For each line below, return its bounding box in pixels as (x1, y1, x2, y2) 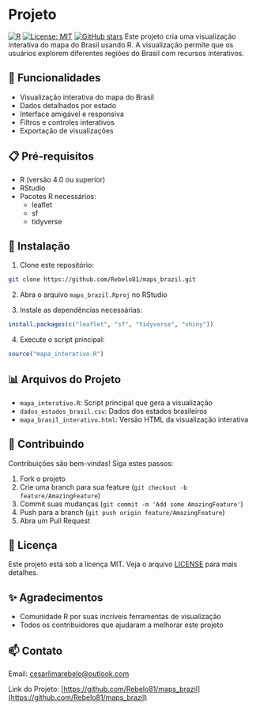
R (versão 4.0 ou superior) (19, 175, 106, 184)
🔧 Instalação (8, 239, 70, 253)
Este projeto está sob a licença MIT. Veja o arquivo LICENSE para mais (8, 559, 238, 569)
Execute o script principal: (19, 335, 105, 344)
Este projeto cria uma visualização (124, 32, 236, 41)
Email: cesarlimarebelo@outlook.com (8, 669, 130, 678)
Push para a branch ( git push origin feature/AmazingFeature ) (19, 507, 225, 517)
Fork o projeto (19, 474, 66, 483)
